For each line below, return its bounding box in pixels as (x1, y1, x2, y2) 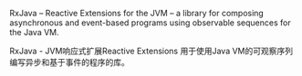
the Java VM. (9, 27, 59, 37)
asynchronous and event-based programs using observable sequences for (9, 17, 291, 28)
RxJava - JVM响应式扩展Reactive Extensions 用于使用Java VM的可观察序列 (9, 45, 294, 56)
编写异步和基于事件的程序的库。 (9, 57, 130, 67)
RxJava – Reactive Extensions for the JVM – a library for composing (9, 8, 265, 18)
